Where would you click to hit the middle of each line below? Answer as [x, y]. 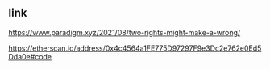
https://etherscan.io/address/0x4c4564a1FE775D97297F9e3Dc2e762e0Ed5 [135, 48]
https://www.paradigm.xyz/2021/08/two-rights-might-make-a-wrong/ [125, 32]
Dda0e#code [30, 56]
